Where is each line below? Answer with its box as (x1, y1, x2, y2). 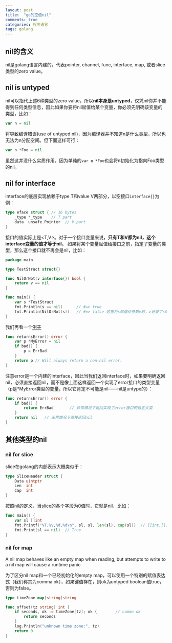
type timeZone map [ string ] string (5, 595, 77, 600)
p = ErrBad (24, 348, 47, 354)
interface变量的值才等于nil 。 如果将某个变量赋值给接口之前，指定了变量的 (5, 240, 162, 247)
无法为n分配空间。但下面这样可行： (5, 137, 80, 143)
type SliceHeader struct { (5, 474, 63, 479)
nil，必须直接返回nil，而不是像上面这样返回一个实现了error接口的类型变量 (5, 379, 160, 385)
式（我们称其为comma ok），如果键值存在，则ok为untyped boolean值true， (5, 578, 164, 584)
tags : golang (5, 27, 33, 32)
